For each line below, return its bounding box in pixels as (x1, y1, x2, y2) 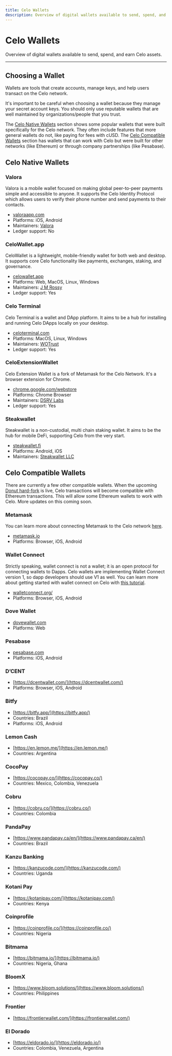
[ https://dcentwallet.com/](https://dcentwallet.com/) (12, 679, 124, 685)
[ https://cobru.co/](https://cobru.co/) (12, 805, 91, 811)
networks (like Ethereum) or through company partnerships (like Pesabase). (5, 143, 165, 149)
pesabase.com (12, 649, 45, 656)
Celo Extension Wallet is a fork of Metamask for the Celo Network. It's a (5, 371, 157, 377)
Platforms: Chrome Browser (12, 392, 72, 398)
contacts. (5, 201, 26, 207)
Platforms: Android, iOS (12, 448, 62, 454)
